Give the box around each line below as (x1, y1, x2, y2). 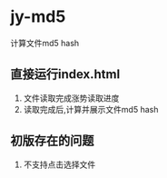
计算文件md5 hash (10, 37, 80, 48)
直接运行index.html (10, 66, 121, 83)
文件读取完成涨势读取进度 (23, 93, 120, 104)
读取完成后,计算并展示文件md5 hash (23, 104, 159, 114)
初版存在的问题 (10, 133, 94, 149)
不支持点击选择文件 (23, 159, 96, 170)
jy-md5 (10, 6, 66, 27)
